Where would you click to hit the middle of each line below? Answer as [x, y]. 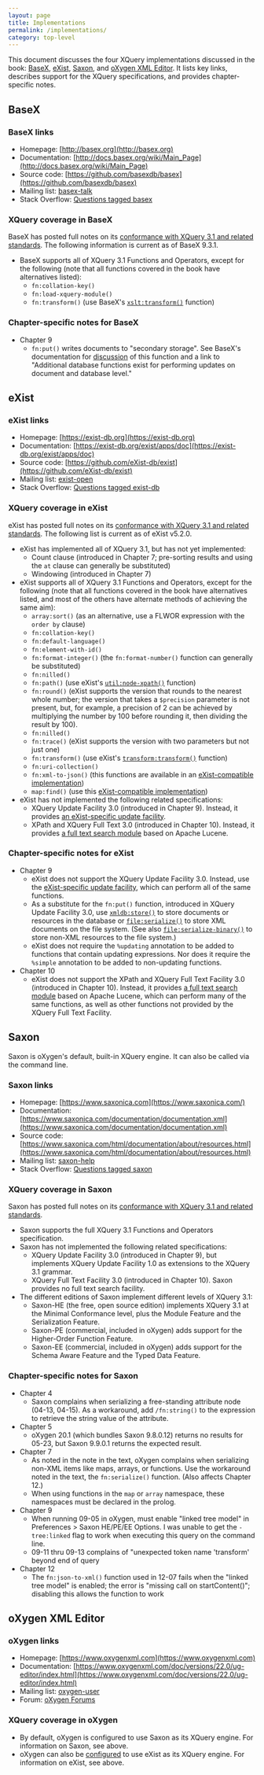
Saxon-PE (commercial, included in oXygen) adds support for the [137, 1330]
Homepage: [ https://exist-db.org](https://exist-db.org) [107, 437]
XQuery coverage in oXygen [63, 1720]
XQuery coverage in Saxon [60, 1189]
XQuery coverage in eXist [58, 508]
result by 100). [55, 724]
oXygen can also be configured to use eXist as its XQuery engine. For [132, 1754]
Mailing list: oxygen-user [59, 1692]
